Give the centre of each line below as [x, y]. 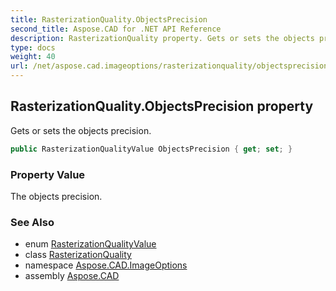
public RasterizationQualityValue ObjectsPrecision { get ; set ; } [151, 149]
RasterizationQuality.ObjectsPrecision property [162, 106]
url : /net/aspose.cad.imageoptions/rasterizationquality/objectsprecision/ [171, 66]
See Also [32, 222]
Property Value [48, 174]
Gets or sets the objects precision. [81, 130]
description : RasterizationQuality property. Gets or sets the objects [162, 38]
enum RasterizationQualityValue [90, 244]
